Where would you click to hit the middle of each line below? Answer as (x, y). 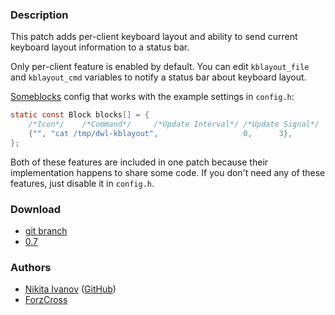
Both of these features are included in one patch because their (139, 162)
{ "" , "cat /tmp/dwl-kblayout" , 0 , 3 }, (160, 134)
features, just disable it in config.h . (82, 183)
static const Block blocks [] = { (80, 115)
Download (36, 209)
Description (39, 15)
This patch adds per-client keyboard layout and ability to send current (154, 37)
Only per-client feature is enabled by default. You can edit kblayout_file (160, 67)
